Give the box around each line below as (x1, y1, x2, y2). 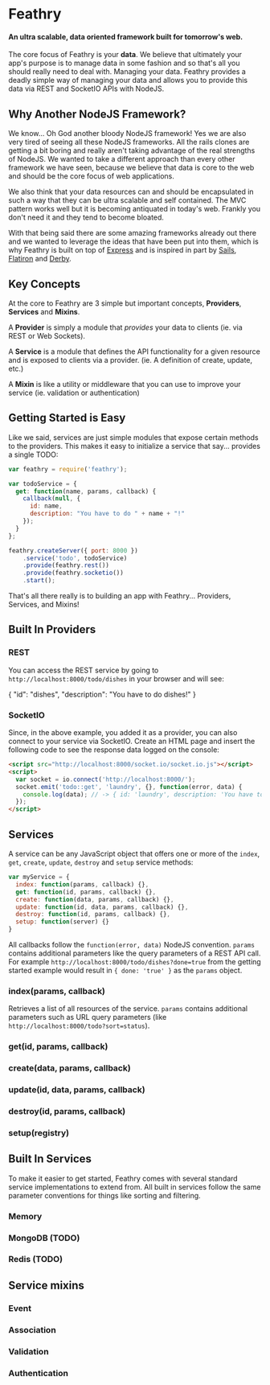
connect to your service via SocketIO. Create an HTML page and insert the (8, 737, 256, 746)
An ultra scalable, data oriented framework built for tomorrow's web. (8, 31, 243, 41)
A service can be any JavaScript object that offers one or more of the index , (8, 849, 260, 858)
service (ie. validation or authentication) (8, 388, 141, 398)
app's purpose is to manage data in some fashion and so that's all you (8, 58, 240, 68)
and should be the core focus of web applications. (8, 171, 175, 181)
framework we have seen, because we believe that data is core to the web (8, 162, 255, 173)
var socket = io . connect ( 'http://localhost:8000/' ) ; (15, 775, 196, 783)
